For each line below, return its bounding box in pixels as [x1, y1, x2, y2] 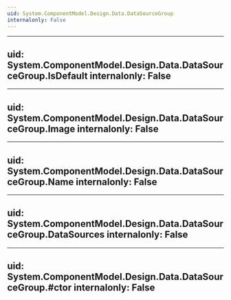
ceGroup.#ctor [7, 282, 72, 294]
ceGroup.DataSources [7, 229, 105, 241]
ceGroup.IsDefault [7, 70, 88, 81]
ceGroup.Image [7, 123, 76, 134]
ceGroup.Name [7, 176, 74, 188]
